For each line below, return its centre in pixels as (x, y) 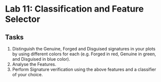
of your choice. (27, 74)
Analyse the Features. (34, 64)
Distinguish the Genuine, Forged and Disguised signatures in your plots (84, 49)
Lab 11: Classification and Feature (74, 9)
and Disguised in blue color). (41, 59)
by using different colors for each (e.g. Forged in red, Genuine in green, (84, 54)
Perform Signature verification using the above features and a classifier (84, 69)
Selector (23, 19)
